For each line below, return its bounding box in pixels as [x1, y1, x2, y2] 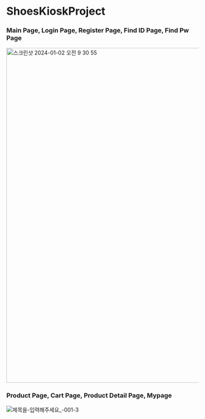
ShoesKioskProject [6, 4, 106, 18]
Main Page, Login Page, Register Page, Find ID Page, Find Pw [6, 26, 189, 35]
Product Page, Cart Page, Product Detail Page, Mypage [6, 391, 172, 400]
